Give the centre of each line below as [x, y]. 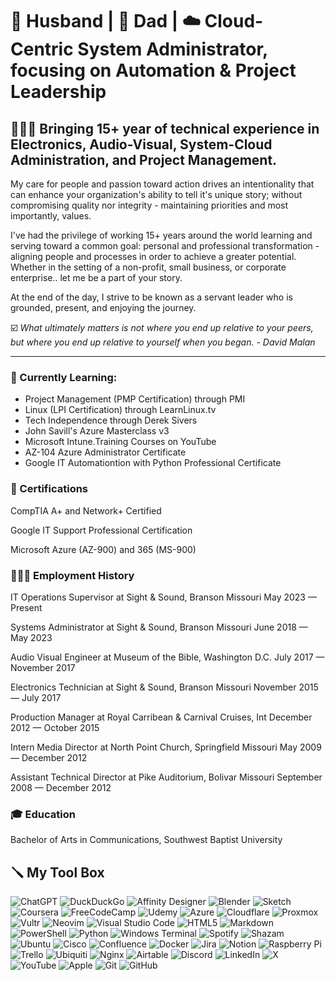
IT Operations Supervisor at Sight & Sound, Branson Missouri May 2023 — [163, 597]
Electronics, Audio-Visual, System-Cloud [141, 144]
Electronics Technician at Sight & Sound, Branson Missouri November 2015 [164, 687]
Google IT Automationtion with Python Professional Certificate [153, 463]
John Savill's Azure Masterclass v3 [97, 431]
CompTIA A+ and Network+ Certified [86, 510]
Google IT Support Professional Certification [101, 530]
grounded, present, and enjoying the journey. [103, 307]
